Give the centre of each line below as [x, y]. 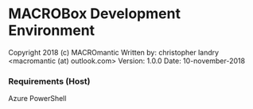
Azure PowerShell [37, 99]
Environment [52, 30]
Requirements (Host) [49, 81]
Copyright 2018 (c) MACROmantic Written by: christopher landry [114, 52]
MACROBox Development [95, 14]
